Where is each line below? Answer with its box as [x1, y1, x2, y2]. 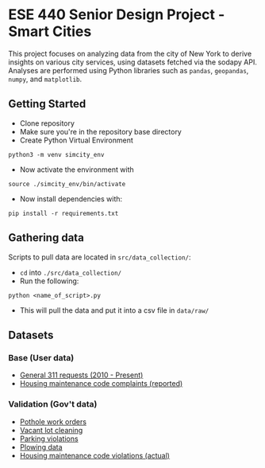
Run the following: [19, 276, 79, 286]
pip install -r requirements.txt [8, 209, 119, 217]
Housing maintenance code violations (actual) [19, 450, 171, 460]
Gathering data [8, 231, 85, 244]
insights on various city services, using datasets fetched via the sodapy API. [8, 57, 258, 67]
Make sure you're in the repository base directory [19, 127, 182, 136]
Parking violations [19, 434, 79, 443]
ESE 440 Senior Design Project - [8, 6, 225, 24]
